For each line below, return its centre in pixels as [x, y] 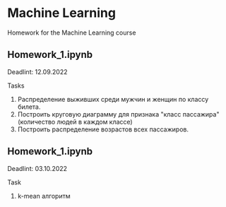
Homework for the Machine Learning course [72, 32]
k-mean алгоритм [44, 196]
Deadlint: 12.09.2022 [37, 71]
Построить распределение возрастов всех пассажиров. [103, 129]
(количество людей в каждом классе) [75, 122]
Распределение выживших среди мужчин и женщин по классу [113, 99]
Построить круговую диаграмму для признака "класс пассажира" [118, 114]
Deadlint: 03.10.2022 [37, 168]
